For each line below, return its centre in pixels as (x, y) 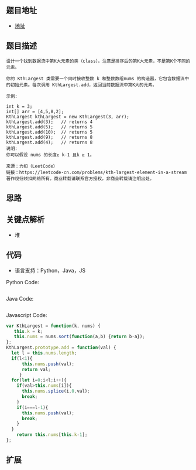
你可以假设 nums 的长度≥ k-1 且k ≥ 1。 (50, 155)
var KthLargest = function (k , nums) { (53, 326)
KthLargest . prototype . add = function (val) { (61, 348)
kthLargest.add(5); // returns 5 (49, 127)
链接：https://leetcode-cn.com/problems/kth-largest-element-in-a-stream (97, 172)
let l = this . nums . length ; (44, 353)
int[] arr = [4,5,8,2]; (35, 111)
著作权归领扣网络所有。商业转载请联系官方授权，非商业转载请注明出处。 (80, 178)
